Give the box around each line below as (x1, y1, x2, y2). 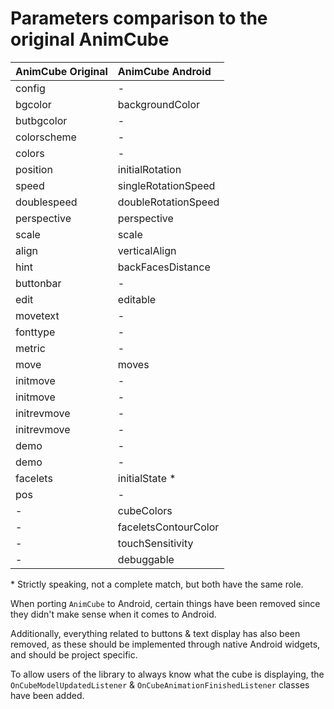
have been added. (10, 689, 85, 701)
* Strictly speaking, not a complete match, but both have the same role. (10, 578, 304, 590)
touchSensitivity (117, 536, 194, 550)
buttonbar (15, 276, 62, 290)
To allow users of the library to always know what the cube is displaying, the (10, 668, 325, 680)
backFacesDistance (117, 260, 211, 274)
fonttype (15, 325, 56, 339)
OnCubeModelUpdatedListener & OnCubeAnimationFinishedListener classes (10, 678, 310, 691)
